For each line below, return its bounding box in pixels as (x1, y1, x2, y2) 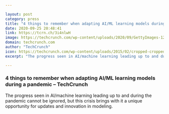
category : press (5, 16, 39, 22)
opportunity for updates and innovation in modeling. (5, 103, 113, 109)
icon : (5, 49, 17, 54)
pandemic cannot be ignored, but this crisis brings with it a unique (5, 97, 142, 103)
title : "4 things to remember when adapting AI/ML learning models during (5, 21, 165, 26)
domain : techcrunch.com (5, 40, 55, 45)
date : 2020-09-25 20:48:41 (5, 26, 62, 31)
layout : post (5, 12, 33, 17)
